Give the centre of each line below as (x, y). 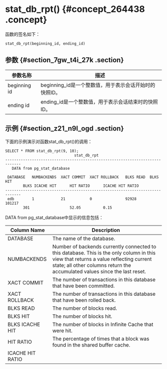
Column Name (28, 230)
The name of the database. (84, 239)
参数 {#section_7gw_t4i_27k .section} (65, 60)
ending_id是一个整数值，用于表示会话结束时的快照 (99, 102)
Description (106, 230)
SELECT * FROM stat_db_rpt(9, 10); (42, 151)
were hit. (63, 331)
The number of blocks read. (85, 308)
